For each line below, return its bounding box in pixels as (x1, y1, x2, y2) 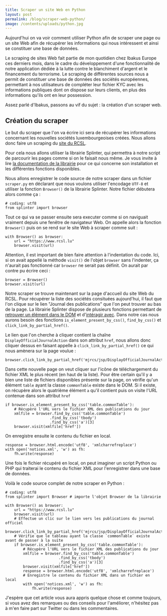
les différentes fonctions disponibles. (5, 166, 81, 172)
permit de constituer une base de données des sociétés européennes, (5, 76, 149, 82)
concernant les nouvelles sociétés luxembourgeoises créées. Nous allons (5, 135, 156, 141)
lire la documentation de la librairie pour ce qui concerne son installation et (5, 161, 158, 167)
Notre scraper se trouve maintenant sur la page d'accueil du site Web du (5, 290, 154, 297)
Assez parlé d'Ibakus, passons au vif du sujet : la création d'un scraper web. (5, 102, 162, 108)
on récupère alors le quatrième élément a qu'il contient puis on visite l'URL (5, 388, 158, 394)
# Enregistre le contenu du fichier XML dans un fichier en (23, 573, 150, 578)
